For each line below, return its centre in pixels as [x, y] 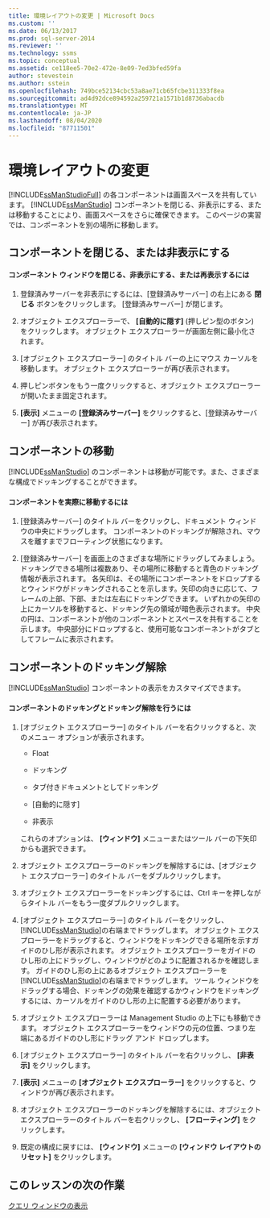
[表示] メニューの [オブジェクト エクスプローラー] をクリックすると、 [135, 1083]
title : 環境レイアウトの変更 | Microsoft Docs [82, 16]
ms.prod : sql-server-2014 [51, 38]
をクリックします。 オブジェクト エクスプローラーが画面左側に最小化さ [137, 331]
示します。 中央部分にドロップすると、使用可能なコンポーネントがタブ [137, 629]
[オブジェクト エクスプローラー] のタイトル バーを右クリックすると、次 [138, 727]
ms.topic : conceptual [45, 61]
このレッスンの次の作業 [66, 1185]
